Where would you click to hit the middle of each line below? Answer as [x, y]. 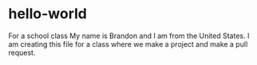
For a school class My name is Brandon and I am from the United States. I [129, 36]
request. [22, 52]
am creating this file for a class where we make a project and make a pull [128, 44]
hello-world [48, 14]
